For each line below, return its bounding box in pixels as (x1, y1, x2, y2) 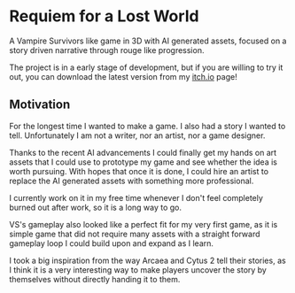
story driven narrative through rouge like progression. (9, 44, 205, 55)
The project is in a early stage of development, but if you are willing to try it (9, 62, 283, 73)
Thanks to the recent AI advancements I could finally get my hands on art (9, 147, 277, 158)
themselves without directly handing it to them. (9, 274, 181, 284)
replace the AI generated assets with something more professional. (9, 175, 254, 186)
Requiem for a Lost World (9, 6, 199, 27)
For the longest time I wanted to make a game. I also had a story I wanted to (9, 120, 286, 131)
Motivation (9, 97, 71, 112)
